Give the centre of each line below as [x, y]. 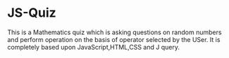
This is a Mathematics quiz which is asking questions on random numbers [114, 32]
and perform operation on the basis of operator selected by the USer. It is [114, 39]
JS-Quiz [32, 13]
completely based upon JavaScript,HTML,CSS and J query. [93, 47]
